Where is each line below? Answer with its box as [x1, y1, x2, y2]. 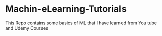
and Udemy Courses [5, 25, 48, 31]
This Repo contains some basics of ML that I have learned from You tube [5, 20, 157, 26]
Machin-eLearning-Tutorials [5, 3, 127, 15]
